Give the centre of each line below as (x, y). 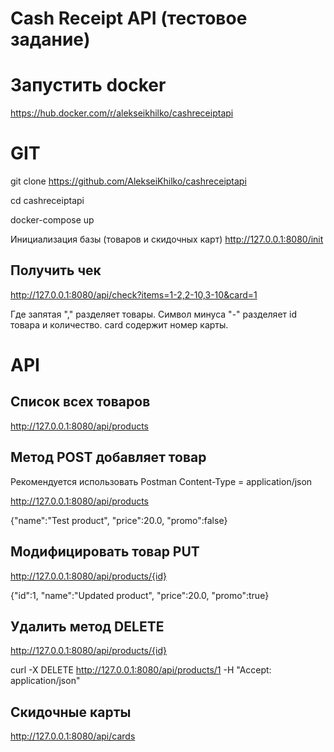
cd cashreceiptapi (47, 201)
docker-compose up (52, 220)
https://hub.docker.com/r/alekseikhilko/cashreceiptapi (122, 113)
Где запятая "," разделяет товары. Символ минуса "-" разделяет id (153, 314)
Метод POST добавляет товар (108, 457)
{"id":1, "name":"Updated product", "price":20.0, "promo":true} (140, 595)
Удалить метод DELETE (87, 626)
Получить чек (56, 270)
